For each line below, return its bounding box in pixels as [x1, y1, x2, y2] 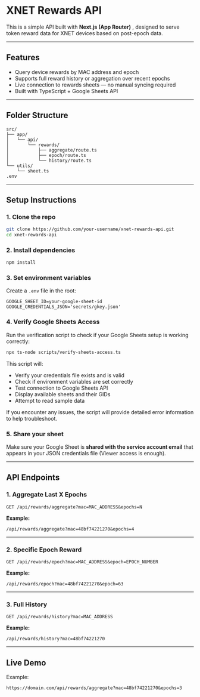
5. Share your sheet [6, 430, 64, 438]
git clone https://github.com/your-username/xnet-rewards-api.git [6, 226, 174, 233]
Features [6, 53, 40, 63]
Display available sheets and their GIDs [14, 390, 111, 397]
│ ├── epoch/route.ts [6, 152, 86, 158]
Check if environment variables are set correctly [14, 378, 133, 385]
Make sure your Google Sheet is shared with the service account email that [6, 443, 193, 451]
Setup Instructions [6, 195, 77, 205]
